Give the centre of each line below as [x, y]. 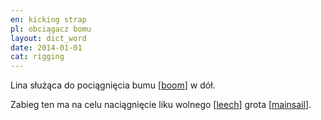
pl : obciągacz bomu [51, 29]
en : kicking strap [48, 19]
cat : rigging [37, 57]
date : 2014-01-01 [46, 47]
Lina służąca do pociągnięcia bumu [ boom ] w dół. [113, 85]
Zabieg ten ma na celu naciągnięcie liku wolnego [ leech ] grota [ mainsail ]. [161, 105]
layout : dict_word [48, 38]
